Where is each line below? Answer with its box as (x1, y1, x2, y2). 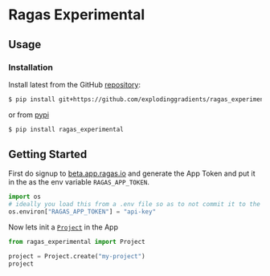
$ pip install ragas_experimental (8, 125, 125, 133)
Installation (8, 62, 54, 73)
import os (8, 193, 42, 201)
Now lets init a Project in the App (8, 222, 119, 232)
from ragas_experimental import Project (8, 238, 146, 246)
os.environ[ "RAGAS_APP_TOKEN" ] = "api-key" (8, 208, 157, 216)
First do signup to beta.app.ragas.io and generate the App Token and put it (8, 168, 256, 178)
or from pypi (8, 110, 50, 120)
